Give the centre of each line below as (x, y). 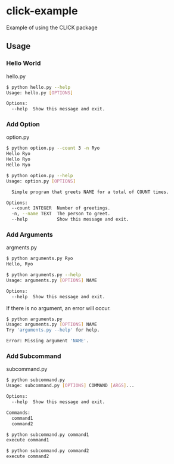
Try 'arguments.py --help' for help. (53, 330)
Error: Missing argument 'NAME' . (48, 341)
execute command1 (28, 440)
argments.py (22, 248)
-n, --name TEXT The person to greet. (61, 214)
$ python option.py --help (40, 175)
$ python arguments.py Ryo (40, 259)
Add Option (23, 125)
